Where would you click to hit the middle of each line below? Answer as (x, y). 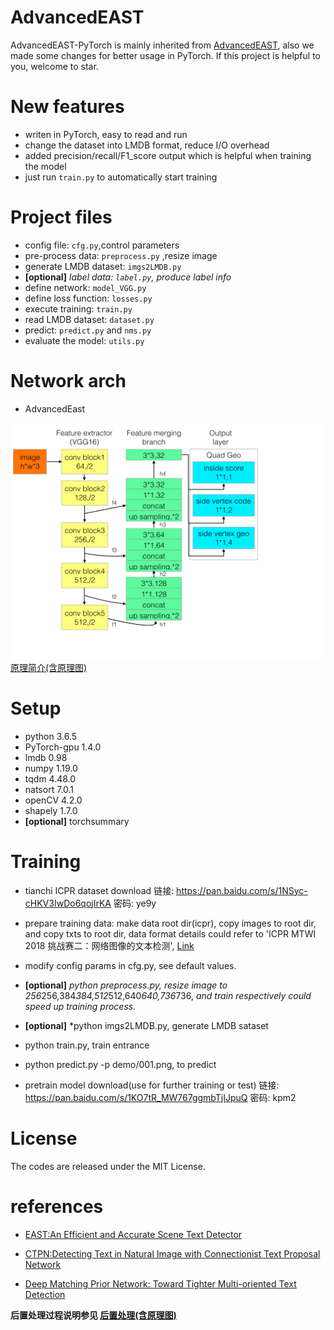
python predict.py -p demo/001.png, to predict (120, 1064)
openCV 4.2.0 (53, 800)
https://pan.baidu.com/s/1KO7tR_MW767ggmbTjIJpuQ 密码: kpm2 (160, 1097)
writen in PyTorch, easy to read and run (106, 134)
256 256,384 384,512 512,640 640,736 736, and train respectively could (168, 995)
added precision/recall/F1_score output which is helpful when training (168, 155)
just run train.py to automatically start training (121, 177)
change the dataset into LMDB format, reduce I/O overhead (147, 145)
